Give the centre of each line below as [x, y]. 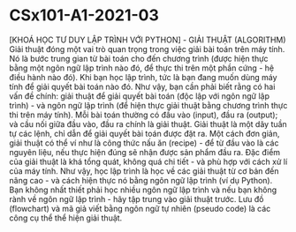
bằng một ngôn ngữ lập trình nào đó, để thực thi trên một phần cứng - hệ [142, 68]
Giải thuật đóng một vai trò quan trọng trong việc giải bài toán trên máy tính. [147, 49]
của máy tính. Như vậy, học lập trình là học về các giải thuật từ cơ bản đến [144, 171]
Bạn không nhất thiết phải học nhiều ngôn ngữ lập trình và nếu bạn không [143, 190]
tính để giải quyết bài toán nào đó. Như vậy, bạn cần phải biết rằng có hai [142, 86]
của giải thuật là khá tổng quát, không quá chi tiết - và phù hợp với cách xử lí [148, 161]
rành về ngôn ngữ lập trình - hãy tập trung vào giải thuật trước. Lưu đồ [137, 198]
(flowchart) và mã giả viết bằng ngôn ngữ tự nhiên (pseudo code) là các [140, 208]
